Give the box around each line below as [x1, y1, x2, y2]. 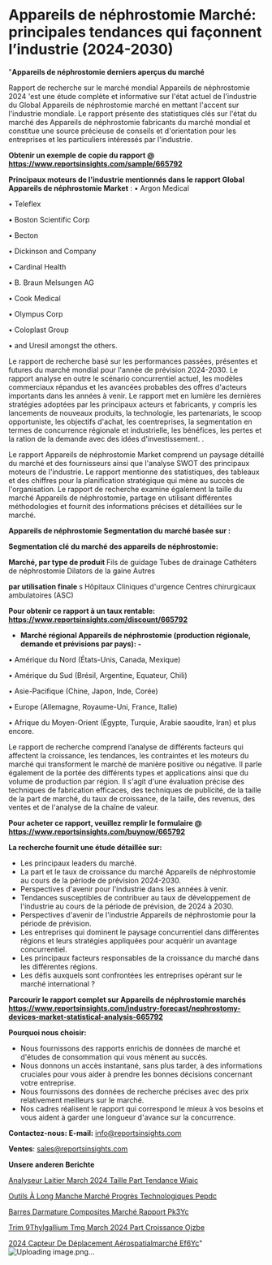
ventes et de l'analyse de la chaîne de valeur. [8, 802, 160, 812]
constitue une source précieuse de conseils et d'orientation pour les [8, 126, 237, 136]
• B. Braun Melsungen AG [8, 278, 95, 287]
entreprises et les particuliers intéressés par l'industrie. [8, 134, 193, 144]
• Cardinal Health [8, 261, 67, 271]
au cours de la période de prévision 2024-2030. [19, 875, 181, 885]
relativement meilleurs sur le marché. [19, 1094, 145, 1105]
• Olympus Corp [8, 309, 63, 318]
